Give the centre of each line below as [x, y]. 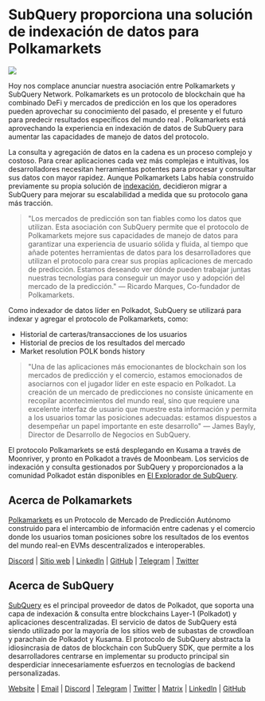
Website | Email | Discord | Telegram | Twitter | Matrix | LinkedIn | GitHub [127, 688]
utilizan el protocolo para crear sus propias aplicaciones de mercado [140, 260]
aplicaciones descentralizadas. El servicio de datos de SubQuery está [123, 622]
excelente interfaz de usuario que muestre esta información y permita [142, 409]
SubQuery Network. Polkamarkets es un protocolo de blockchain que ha [127, 94]
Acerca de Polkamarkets [70, 501]
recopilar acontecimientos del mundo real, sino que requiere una [134, 400]
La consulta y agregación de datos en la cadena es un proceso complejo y [130, 152]
